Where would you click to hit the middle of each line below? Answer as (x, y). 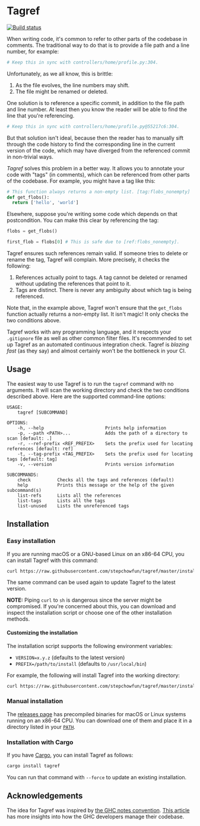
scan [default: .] (29, 438)
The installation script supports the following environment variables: (90, 646)
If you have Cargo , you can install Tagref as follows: (70, 755)
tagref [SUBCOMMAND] (43, 412)
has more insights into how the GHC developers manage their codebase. (96, 817)
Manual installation (35, 701)
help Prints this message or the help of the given (96, 485)
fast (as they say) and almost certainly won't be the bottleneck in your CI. (96, 351)
